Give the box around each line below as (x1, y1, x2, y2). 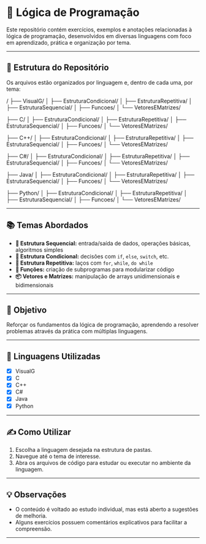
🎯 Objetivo (6, 305, 47, 315)
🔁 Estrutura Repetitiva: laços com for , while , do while (15, 259, 153, 266)
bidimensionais (15, 281, 54, 289)
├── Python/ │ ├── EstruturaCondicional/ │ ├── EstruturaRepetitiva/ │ (6, 189, 188, 196)
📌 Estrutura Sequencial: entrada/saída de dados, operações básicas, (15, 239, 191, 247)
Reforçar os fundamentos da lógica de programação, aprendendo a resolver (6, 321, 199, 328)
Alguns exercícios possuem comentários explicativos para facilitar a (15, 519, 188, 526)
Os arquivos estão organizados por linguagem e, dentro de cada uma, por (6, 79, 193, 86)
